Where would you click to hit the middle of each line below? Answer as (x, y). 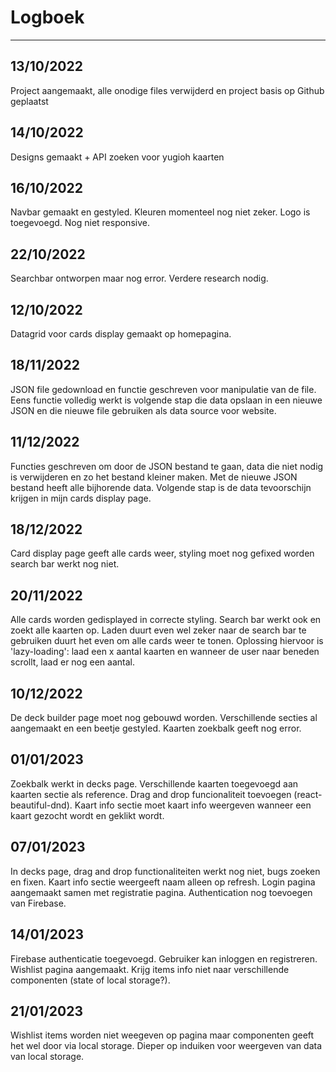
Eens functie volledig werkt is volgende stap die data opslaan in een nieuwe (166, 400)
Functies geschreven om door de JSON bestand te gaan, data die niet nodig (167, 466)
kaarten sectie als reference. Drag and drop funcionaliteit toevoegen (151, 794)
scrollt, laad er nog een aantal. (73, 662)
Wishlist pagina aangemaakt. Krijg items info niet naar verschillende (150, 969)
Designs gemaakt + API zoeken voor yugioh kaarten (117, 157)
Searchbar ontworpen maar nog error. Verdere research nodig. (139, 278)
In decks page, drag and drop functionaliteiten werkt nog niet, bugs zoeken (165, 871)
